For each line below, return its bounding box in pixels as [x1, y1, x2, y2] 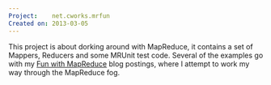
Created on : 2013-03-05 [8, 19, 89, 28]
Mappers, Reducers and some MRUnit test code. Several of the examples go [8, 50, 264, 60]
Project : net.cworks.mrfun [8, 11, 111, 20]
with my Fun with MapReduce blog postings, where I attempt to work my [8, 58, 250, 69]
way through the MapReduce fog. [8, 67, 121, 77]
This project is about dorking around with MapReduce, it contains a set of [8, 41, 253, 51]
